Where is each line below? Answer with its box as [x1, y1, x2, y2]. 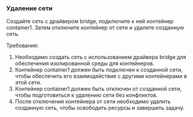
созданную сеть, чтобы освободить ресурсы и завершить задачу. [14, 104, 185, 112]
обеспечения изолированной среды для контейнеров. [14, 60, 155, 67]
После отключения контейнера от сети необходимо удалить [14, 98, 171, 105]
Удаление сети [6, 4, 53, 13]
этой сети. [14, 79, 42, 86]
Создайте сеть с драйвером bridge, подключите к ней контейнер [6, 18, 174, 25]
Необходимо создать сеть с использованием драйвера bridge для [14, 54, 186, 61]
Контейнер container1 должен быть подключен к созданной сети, [14, 66, 183, 73]
